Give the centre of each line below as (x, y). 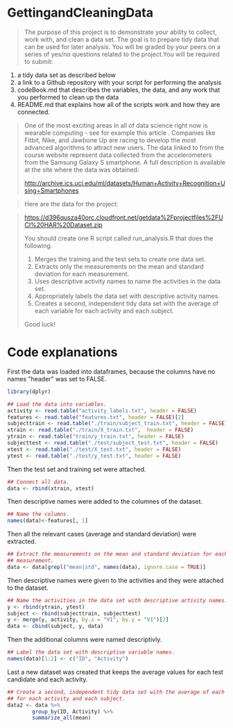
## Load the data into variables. (57, 404)
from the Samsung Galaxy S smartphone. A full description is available (124, 162)
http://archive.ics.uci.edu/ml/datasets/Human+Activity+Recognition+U (124, 183)
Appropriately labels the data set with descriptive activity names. (127, 296)
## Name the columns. (38, 514)
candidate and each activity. (48, 679)
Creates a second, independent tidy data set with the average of (127, 303)
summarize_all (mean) (62, 718)
